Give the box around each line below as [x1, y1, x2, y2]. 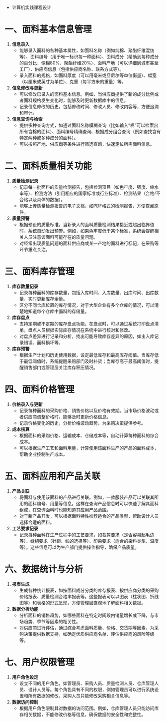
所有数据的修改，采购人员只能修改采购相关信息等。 [28, 693, 133, 699]
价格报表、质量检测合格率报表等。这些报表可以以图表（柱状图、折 [19, 593, 155, 599]
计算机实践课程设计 [11, 4, 52, 10]
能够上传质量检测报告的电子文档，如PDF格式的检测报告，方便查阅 [19, 203, 155, 209]
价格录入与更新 [11, 401, 43, 407]
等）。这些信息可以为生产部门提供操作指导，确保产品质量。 [19, 544, 140, 550]
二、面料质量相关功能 [4, 160, 92, 172]
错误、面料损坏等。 [23, 339, 63, 346]
